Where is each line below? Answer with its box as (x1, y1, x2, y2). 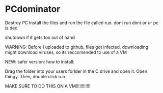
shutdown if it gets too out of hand (5, 34, 75, 40)
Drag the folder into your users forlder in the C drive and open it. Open (5, 68, 147, 74)
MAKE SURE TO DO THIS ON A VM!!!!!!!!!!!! (5, 83, 91, 89)
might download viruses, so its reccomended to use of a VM (5, 49, 127, 55)
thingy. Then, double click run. (5, 73, 67, 79)
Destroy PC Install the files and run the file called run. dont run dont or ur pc (5, 20, 159, 26)
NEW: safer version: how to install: (5, 59, 75, 64)
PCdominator (5, 3, 60, 15)
